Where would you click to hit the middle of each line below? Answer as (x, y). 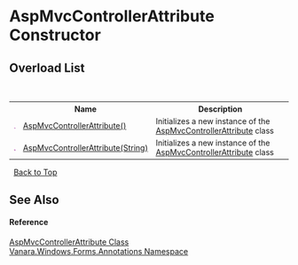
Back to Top (35, 172)
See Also (34, 200)
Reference (29, 222)
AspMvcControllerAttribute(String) (86, 147)
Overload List (47, 68)
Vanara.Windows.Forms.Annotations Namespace (99, 252)
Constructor (55, 35)
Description (220, 109)
